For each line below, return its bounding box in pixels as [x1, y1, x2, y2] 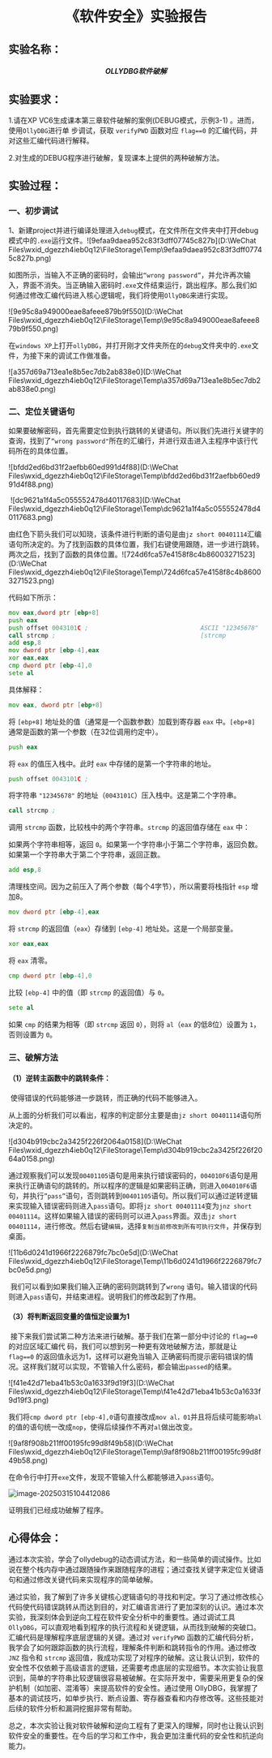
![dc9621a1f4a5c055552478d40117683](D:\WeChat [10, 495, 181, 505]
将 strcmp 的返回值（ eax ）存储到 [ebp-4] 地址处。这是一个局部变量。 [8, 924, 238, 934]
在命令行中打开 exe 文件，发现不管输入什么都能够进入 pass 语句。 [8, 1472, 219, 1482]
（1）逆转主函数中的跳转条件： [8, 1073, 112, 1083]
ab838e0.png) [8, 384, 57, 393]
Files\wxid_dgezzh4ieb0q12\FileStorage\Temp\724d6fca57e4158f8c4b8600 [8, 567, 261, 577]
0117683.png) [8, 512, 54, 522]
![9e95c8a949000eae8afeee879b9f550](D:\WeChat [8, 306, 184, 316]
